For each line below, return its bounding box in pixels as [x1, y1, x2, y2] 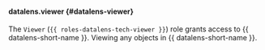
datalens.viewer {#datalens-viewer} [8, 6, 134, 16]
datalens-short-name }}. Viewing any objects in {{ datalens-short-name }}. [8, 33, 258, 43]
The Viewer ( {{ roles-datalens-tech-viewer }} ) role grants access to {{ [8, 24, 249, 34]
